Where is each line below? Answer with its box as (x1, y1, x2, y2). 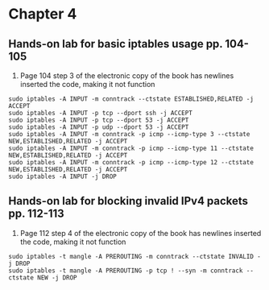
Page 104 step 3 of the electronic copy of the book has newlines (19, 71, 234, 81)
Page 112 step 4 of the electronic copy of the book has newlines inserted (19, 228, 262, 238)
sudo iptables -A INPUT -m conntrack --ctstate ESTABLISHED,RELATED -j (8, 95, 254, 103)
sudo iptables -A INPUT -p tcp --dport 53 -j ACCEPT (8, 116, 189, 124)
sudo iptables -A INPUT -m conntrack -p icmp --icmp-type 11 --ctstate (8, 144, 254, 152)
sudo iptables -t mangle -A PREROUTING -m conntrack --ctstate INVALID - (8, 252, 262, 260)
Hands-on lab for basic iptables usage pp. (8, 37, 223, 51)
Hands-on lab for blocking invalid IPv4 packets (8, 194, 248, 208)
